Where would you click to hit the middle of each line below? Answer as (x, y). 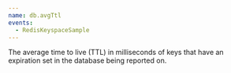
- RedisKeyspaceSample (52, 30)
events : (21, 23)
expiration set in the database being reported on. (88, 60)
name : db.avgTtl (35, 15)
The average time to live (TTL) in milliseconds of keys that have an (116, 53)
